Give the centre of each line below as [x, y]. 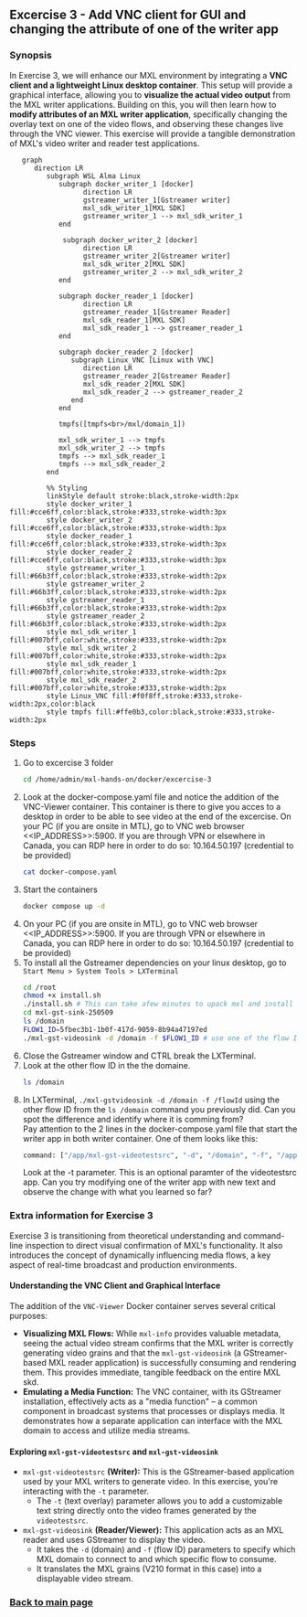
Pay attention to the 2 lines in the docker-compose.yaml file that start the [160, 1129]
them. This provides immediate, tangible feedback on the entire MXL [152, 1372]
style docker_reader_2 [89, 552]
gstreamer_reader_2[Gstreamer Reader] [157, 376]
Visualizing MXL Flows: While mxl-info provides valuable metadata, [152, 1333]
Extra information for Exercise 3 [81, 1216]
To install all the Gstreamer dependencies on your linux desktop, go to [154, 963]
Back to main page [52, 1602]
